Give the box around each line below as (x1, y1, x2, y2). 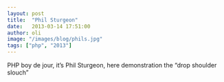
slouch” (7, 68, 29, 76)
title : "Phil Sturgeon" (7, 17, 78, 23)
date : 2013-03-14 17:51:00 (7, 23, 91, 30)
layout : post (7, 10, 45, 17)
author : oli (7, 29, 41, 37)
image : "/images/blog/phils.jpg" (7, 36, 103, 43)
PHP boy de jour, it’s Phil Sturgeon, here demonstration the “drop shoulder (7, 61, 217, 69)
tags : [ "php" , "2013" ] (7, 42, 72, 49)
